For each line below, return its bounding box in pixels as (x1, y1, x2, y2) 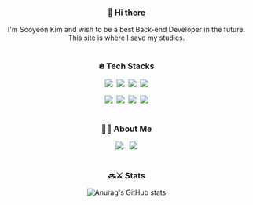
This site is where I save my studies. (68, 33, 185, 42)
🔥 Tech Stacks (98, 60, 155, 71)
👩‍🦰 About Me (101, 123, 152, 134)
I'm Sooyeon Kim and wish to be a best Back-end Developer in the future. (7, 25, 246, 35)
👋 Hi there (107, 7, 146, 18)
